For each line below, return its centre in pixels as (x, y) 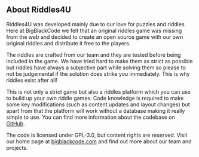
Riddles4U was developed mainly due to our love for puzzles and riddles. (96, 24)
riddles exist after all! (32, 80)
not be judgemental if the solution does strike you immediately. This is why (98, 73)
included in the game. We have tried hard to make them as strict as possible (99, 61)
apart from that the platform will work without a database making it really (96, 110)
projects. (17, 147)
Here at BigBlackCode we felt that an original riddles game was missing (94, 30)
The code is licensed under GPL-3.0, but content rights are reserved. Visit (97, 135)
